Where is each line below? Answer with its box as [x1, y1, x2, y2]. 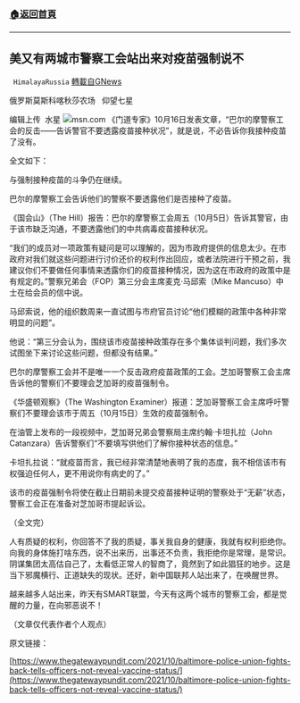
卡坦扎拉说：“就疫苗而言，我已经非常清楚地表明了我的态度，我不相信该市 [9, 457, 279, 468]
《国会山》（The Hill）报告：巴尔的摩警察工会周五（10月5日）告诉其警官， [9, 213, 281, 223]
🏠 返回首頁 [9, 7, 57, 20]
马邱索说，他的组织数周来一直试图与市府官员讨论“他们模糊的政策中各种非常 [9, 306, 287, 317]
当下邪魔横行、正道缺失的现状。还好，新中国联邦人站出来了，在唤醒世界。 [9, 570, 283, 581]
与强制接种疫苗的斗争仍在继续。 [9, 174, 127, 185]
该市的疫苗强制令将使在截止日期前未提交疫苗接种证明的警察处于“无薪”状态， [9, 487, 290, 498]
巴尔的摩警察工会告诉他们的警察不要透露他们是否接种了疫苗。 [9, 194, 237, 205]
